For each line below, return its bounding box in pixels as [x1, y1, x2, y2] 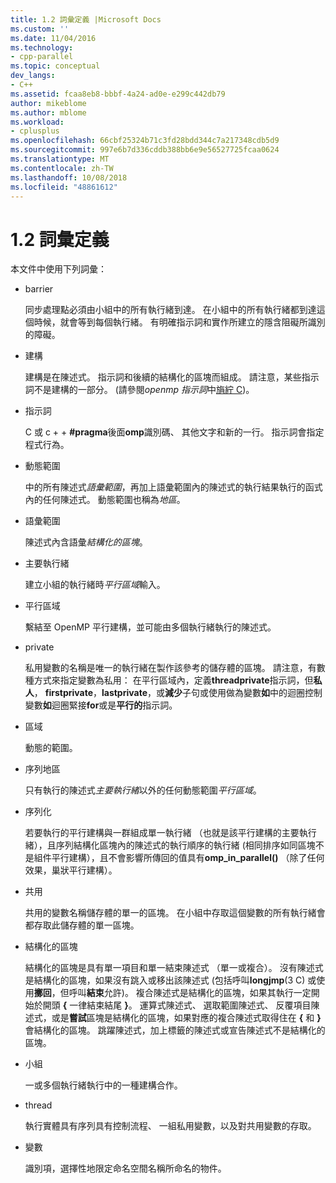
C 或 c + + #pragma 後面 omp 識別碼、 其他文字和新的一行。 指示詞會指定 [24, 426, 325, 438]
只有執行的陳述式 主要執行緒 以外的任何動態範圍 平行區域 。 [24, 784, 262, 796]
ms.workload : [10, 117, 65, 127]
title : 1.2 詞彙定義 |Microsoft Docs [10, 14, 162, 25]
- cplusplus [10, 126, 60, 136]
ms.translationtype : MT [10, 154, 110, 164]
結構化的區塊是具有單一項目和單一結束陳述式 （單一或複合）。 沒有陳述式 [24, 962, 324, 974]
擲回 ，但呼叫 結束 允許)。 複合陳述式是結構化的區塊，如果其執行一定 [33, 987, 312, 999]
